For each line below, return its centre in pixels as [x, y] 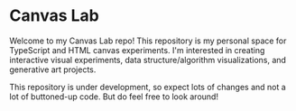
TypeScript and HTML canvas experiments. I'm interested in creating [137, 50]
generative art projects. [53, 69]
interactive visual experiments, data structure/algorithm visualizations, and [148, 60]
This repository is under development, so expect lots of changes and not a [148, 87]
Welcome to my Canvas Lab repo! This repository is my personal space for [148, 41]
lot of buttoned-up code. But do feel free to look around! [114, 97]
